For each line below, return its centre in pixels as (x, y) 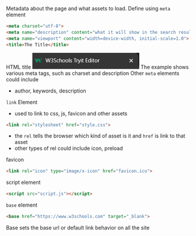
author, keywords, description (50, 91)
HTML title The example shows (97, 67)
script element (23, 182)
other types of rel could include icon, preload (69, 148)
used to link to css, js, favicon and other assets (71, 113)
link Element (22, 102)
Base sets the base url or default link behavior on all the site (78, 228)
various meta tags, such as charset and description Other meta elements (93, 73)
